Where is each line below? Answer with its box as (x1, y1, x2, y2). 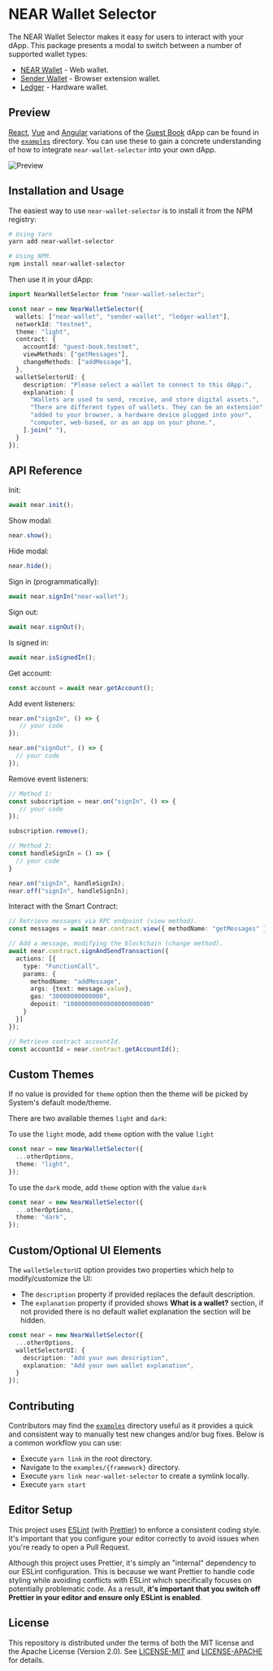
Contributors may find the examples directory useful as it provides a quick (8, 1420, 253, 1430)
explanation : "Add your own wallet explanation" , (23, 1361, 195, 1370)
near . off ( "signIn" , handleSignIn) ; (8, 886, 129, 895)
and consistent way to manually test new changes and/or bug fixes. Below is (8, 1429, 265, 1439)
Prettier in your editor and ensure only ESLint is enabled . (8, 1592, 202, 1602)
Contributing (8, 1399, 75, 1413)
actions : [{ (15, 954, 57, 963)
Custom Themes (8, 1067, 94, 1081)
